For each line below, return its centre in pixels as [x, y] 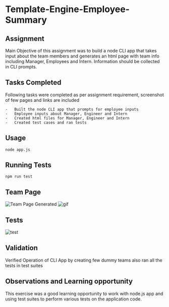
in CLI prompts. [21, 67]
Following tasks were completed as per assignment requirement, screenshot [84, 95]
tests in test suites [24, 265]
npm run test [19, 177]
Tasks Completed [33, 82]
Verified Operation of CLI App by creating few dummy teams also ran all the [84, 260]
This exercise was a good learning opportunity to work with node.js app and [84, 293]
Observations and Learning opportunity [69, 282]
